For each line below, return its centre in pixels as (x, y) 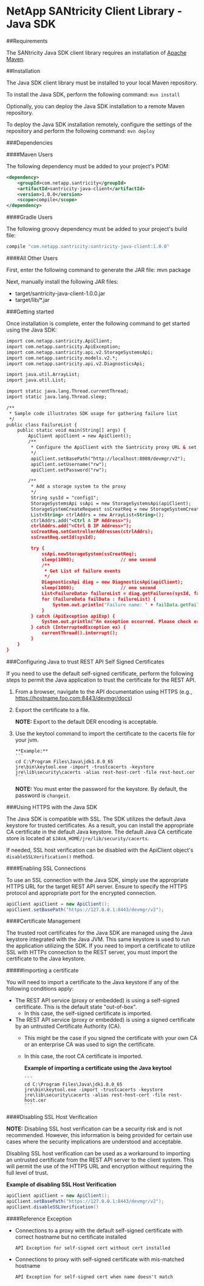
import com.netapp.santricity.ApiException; (63, 347)
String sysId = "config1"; (65, 498)
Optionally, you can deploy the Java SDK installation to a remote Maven (96, 106)
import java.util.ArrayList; (43, 375)
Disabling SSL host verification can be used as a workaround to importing (98, 1154)
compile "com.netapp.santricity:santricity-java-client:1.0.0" (88, 247)
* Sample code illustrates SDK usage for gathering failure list (93, 413)
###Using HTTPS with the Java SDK (52, 807)
